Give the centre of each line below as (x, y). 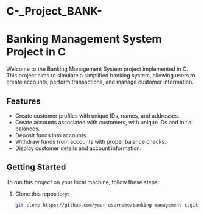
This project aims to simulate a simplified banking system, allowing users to (101, 76)
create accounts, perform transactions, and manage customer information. (100, 82)
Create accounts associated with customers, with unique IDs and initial (104, 122)
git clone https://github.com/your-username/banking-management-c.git (107, 205)
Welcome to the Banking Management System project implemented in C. (97, 69)
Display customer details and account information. (78, 148)
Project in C (36, 52)
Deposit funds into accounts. (51, 135)
